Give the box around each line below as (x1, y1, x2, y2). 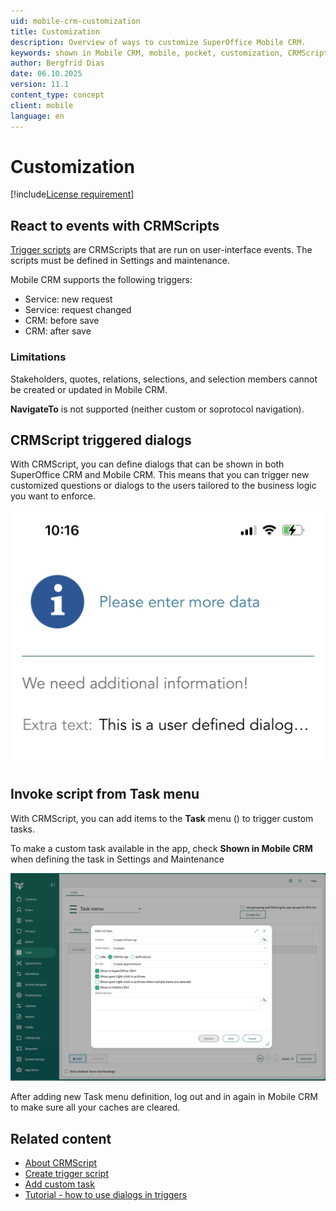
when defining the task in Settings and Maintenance (10, 853, 225, 865)
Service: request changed (24, 304, 132, 316)
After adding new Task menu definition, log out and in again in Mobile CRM (10, 1091, 318, 1103)
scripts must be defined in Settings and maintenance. (10, 255, 231, 267)
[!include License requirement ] (10, 188, 135, 200)
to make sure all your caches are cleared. (10, 1101, 181, 1114)
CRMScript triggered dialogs (10, 431, 192, 449)
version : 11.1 (10, 80, 70, 90)
